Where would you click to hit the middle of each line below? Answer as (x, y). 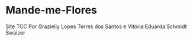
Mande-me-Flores (51, 10)
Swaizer (15, 32)
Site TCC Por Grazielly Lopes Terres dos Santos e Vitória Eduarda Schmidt (96, 26)
